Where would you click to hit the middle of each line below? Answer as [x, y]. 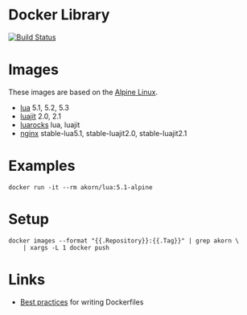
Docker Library [59, 15]
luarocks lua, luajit [50, 124]
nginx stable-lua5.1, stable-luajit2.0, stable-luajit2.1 [103, 133]
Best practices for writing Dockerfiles [82, 302]
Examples [42, 166]
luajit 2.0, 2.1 [41, 116]
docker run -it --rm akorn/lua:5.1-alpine [80, 187]
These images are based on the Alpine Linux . [83, 92]
